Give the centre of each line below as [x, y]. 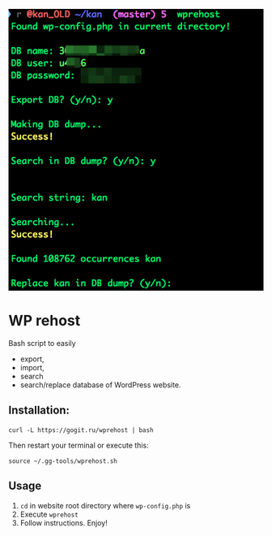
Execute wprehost [49, 514]
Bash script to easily [42, 343]
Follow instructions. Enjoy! [64, 523]
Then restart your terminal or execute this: [79, 445]
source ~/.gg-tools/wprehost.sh [63, 461]
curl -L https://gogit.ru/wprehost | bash [81, 430]
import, [32, 367]
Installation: [39, 411]
